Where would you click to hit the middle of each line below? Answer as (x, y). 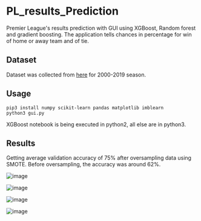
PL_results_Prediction (63, 11)
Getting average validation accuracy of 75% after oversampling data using (99, 158)
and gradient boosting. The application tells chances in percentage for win (99, 34)
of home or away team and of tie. (48, 41)
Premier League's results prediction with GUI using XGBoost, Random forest (101, 28)
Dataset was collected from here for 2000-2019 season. (76, 75)
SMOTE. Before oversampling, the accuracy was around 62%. (84, 165)
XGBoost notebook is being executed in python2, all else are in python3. (96, 124)
